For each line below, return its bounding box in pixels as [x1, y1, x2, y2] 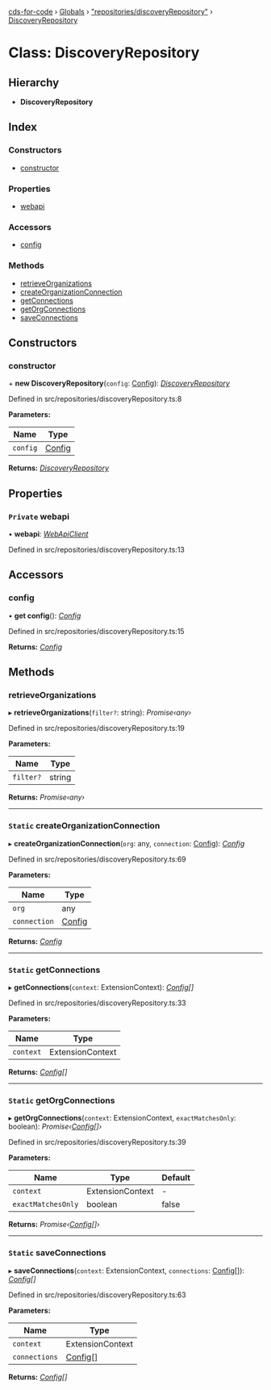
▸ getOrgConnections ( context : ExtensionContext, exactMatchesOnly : [8, 1113, 236, 1123]
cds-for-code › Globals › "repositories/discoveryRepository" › [8, 7, 214, 16]
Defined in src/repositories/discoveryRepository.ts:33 [8, 998, 187, 1008]
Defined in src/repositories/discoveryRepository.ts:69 [8, 854, 187, 864]
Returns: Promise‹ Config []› [8, 1220, 100, 1229]
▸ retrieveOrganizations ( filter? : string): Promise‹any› [8, 708, 192, 717]
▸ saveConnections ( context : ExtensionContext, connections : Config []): [8, 1266, 244, 1275]
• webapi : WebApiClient [8, 528, 89, 539]
